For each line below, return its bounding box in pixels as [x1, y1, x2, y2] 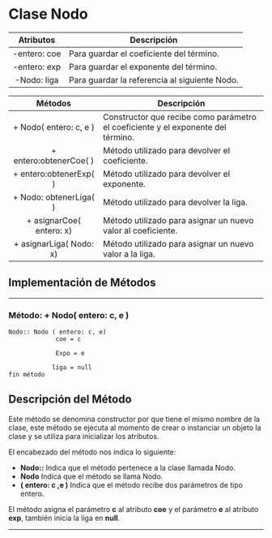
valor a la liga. [102, 248, 155, 260]
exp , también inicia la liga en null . [8, 513, 121, 523]
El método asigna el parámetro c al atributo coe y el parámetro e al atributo [8, 504, 259, 514]
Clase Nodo [8, 5, 88, 24]
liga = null [51, 364, 92, 372]
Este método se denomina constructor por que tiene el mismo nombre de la [8, 414, 261, 424]
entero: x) [35, 225, 73, 236]
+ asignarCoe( [26, 214, 81, 226]
